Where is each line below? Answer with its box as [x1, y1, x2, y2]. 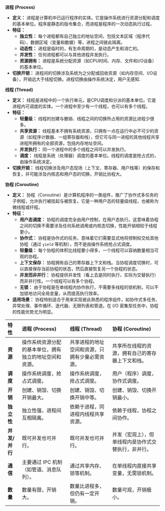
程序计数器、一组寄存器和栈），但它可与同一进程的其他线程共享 [32, 134, 160, 140]
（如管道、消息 [22, 466, 56, 473]
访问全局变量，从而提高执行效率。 [32, 290, 102, 296]
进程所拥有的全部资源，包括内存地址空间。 [19, 140, 106, 146]
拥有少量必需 [69, 353, 100, 360]
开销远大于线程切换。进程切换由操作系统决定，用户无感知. [23, 76, 141, 82]
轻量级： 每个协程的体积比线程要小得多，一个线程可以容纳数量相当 [19, 248, 155, 253]
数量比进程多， [69, 483, 105, 489]
